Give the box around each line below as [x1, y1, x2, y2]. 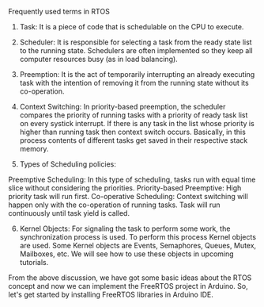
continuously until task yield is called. [8, 209, 130, 217]
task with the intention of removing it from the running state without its [19, 79, 249, 87]
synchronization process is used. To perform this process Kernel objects [19, 232, 257, 241]
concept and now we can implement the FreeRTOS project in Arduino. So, [8, 282, 248, 290]
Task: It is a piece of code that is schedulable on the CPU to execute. [19, 22, 244, 31]
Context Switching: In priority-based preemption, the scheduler [19, 102, 226, 111]
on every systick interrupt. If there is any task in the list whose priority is [19, 119, 255, 128]
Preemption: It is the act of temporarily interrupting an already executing [19, 70, 255, 79]
